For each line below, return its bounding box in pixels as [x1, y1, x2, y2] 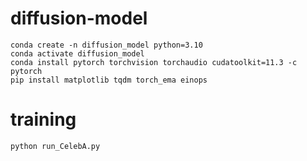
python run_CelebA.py [10, 141, 101, 151]
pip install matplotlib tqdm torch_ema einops [10, 75, 208, 85]
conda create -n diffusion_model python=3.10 [10, 40, 203, 50]
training [10, 108, 77, 131]
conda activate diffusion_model [10, 48, 145, 59]
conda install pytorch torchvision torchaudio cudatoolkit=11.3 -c [10, 57, 298, 67]
